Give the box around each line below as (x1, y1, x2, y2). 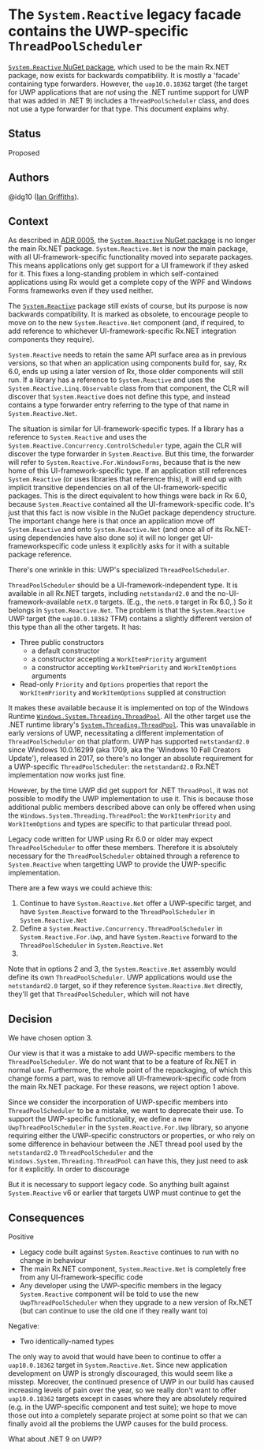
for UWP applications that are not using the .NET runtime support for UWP (8, 87, 250, 96)
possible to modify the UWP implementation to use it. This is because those (8, 794, 254, 804)
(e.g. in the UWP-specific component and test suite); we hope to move (8, 1403, 237, 1411)
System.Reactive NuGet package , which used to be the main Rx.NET (8, 62, 230, 72)
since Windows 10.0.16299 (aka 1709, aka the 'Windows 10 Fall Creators (8, 745, 241, 755)
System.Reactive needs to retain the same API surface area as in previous (8, 350, 247, 360)
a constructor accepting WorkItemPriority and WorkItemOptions (31, 663, 237, 673)
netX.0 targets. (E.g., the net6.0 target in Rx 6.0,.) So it (76, 598, 253, 607)
